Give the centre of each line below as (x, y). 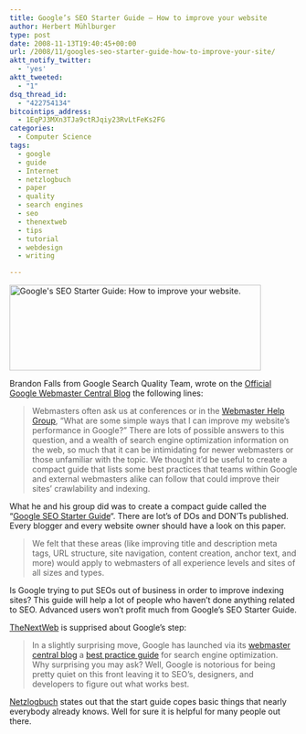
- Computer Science (55, 137)
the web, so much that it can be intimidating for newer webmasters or (163, 450)
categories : (32, 129)
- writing (36, 256)
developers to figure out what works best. (111, 684)
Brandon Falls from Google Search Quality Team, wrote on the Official (141, 384)
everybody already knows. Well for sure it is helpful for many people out (145, 712)
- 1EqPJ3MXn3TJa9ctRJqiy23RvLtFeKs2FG (92, 120)
